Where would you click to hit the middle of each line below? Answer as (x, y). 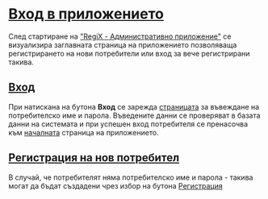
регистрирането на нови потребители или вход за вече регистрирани (129, 53)
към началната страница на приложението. (84, 132)
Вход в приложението (86, 14)
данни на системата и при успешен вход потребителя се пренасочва (128, 124)
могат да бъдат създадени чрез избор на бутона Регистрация (116, 185)
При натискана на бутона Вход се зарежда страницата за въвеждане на (134, 106)
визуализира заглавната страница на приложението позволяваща (123, 44)
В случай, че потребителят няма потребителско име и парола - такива (131, 177)
